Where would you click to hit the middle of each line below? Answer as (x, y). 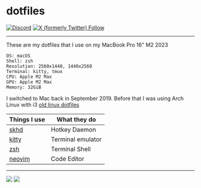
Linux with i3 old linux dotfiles (43, 104)
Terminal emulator (76, 139)
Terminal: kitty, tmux (34, 71)
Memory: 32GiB (24, 87)
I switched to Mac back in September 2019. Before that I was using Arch (95, 98)
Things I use (27, 119)
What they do (76, 119)
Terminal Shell (71, 149)
